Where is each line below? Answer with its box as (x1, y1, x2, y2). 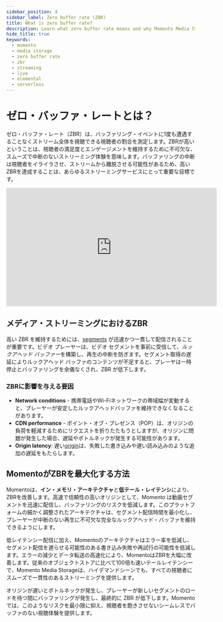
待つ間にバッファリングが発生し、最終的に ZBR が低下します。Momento (16, 594, 195, 602)
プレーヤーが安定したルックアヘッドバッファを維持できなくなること (25, 404, 194, 412)
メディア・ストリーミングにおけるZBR (6, 318, 148, 328)
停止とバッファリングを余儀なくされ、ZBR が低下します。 (6, 365, 149, 373)
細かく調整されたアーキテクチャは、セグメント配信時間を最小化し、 (26, 508, 195, 516)
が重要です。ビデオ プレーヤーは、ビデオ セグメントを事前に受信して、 (6, 343, 182, 350)
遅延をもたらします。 (25, 449, 78, 457)
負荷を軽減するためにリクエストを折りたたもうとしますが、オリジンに (14, 427, 189, 434)
